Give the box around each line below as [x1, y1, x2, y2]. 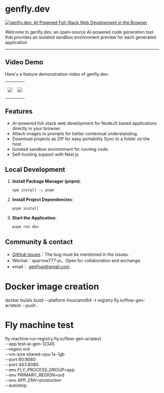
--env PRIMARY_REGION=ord [5, 372, 65, 378]
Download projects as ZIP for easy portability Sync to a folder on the [12, 136, 150, 142]
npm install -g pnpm [12, 188, 54, 193]
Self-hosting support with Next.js [12, 151, 79, 157]
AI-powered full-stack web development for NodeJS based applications [12, 120, 157, 126]
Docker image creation [5, 281, 99, 292]
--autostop [5, 382, 27, 388]
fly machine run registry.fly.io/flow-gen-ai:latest [5, 335, 102, 341]
